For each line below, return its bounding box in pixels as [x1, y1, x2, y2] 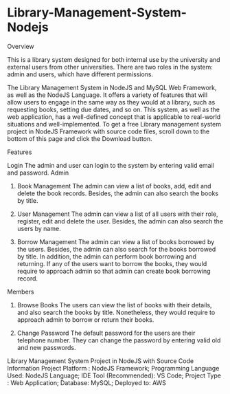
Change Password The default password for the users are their [16, 329, 196, 337]
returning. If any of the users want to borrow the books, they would [16, 259, 207, 267]
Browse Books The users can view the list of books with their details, [16, 300, 212, 309]
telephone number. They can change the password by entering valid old [16, 336, 221, 344]
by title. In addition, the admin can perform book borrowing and [16, 252, 197, 261]
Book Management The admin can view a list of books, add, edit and [16, 182, 211, 190]
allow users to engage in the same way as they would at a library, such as [7, 98, 216, 106]
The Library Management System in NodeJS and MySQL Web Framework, [7, 83, 218, 91]
